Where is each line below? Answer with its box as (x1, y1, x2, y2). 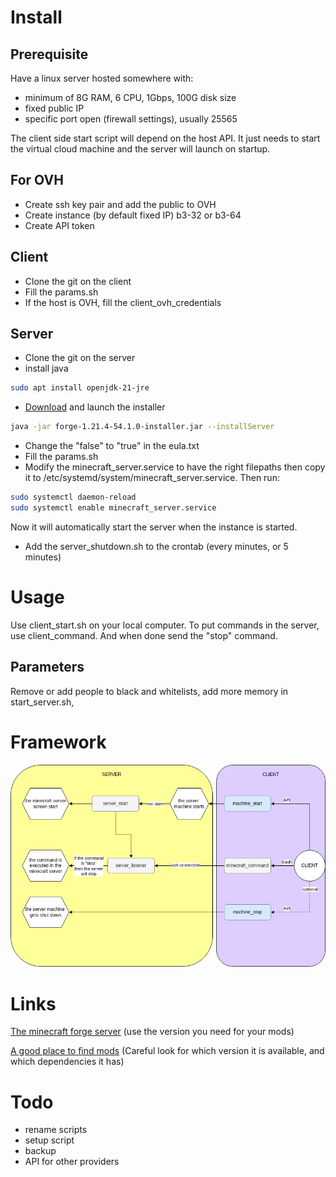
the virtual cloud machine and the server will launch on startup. (10, 143, 271, 155)
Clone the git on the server (24, 352, 136, 364)
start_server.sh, (10, 696, 75, 708)
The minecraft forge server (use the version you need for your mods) (10, 1026, 295, 1038)
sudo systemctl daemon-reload (10, 492, 137, 503)
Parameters (10, 659, 85, 676)
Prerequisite (10, 46, 89, 63)
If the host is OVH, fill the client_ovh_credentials (24, 296, 222, 308)
